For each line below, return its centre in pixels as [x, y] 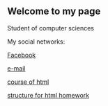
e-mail [16, 68]
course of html [28, 82]
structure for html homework [48, 95]
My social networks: [36, 42]
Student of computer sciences [51, 28]
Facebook [22, 55]
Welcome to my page [54, 11]
